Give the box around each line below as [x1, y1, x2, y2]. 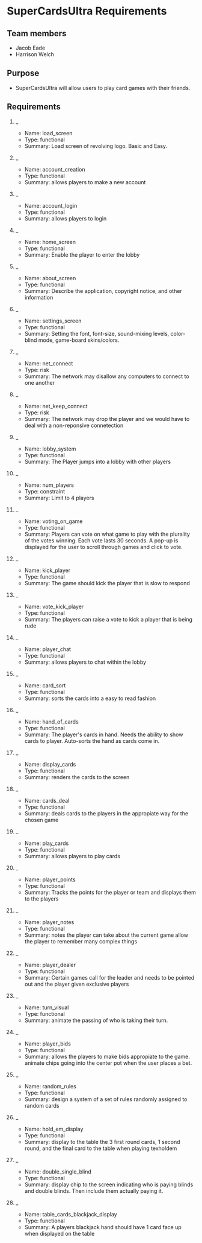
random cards [24, 1102, 60, 1109]
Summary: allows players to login [24, 214, 107, 222]
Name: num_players [24, 481, 75, 489]
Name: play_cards [24, 840, 69, 847]
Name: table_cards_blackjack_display [24, 1210, 117, 1218]
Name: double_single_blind [24, 1168, 92, 1175]
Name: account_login [24, 202, 78, 209]
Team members [7, 28, 67, 39]
